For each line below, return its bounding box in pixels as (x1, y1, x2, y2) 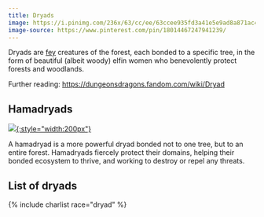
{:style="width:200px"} (16, 124, 92, 134)
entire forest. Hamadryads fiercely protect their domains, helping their (8, 148, 235, 157)
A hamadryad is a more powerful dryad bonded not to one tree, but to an (8, 139, 244, 149)
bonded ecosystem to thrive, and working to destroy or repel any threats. (8, 156, 245, 166)
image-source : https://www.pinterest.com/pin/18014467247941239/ (8, 26, 226, 34)
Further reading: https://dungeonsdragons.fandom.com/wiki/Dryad (8, 79, 225, 89)
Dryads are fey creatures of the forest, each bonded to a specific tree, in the (8, 48, 255, 57)
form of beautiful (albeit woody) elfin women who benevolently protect (8, 56, 237, 65)
